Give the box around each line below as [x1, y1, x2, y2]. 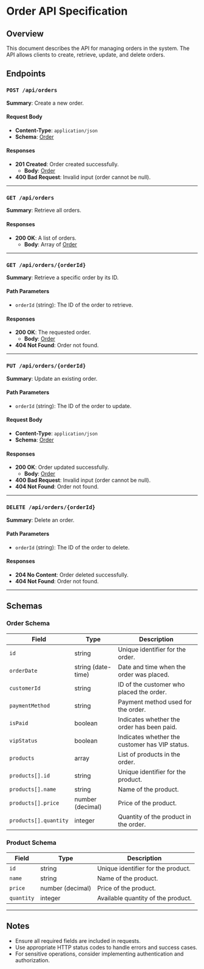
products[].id [9, 772, 50, 779]
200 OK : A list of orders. [15, 234, 77, 241]
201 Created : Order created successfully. [15, 161, 120, 168]
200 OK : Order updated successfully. [15, 464, 109, 471]
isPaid [9, 720, 29, 726]
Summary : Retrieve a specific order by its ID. [6, 274, 119, 281]
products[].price [9, 799, 59, 807]
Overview [6, 29, 44, 39]
